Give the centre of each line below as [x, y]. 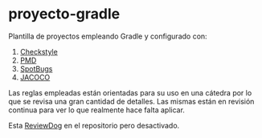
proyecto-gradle [64, 14]
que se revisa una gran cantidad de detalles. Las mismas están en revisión [131, 101]
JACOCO [35, 77]
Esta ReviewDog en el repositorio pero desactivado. [94, 125]
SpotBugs [36, 68]
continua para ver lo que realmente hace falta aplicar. [96, 110]
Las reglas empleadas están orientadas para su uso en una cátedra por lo [130, 92]
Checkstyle [39, 51]
